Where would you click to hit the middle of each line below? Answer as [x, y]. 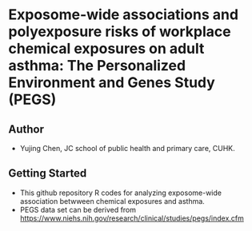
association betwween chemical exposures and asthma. [112, 201]
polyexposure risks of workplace [120, 32]
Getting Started [48, 173]
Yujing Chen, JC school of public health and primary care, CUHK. [128, 148]
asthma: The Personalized [97, 66]
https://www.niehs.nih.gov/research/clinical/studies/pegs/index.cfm [132, 218]
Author [26, 129]
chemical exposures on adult [106, 49]
